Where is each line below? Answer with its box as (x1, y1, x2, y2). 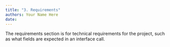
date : (5, 17, 17, 22)
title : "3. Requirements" (5, 7, 60, 13)
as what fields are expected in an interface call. (5, 36, 105, 42)
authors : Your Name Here (5, 12, 58, 17)
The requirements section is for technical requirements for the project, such (5, 31, 165, 37)
